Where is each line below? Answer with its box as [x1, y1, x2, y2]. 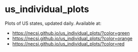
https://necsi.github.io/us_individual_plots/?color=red [12, 40, 125, 46]
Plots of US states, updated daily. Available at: [5, 20, 102, 26]
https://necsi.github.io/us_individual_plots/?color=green [12, 30, 130, 36]
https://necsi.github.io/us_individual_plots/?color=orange [12, 35, 133, 41]
